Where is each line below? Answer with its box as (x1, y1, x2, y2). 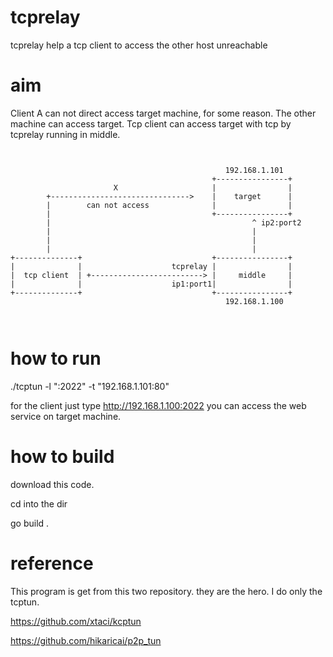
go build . (10, 517, 50, 529)
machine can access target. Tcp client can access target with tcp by (10, 117, 292, 130)
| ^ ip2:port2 (46, 217, 302, 228)
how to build (10, 446, 115, 468)
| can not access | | (46, 200, 293, 210)
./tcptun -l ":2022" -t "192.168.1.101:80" (10, 380, 170, 392)
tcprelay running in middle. (10, 128, 121, 140)
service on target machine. (10, 410, 122, 422)
